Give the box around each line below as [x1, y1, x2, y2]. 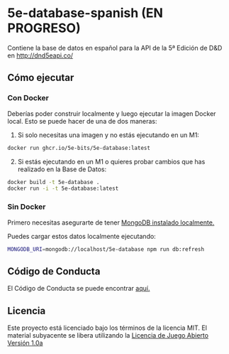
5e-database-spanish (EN [7, 5, 163, 21]
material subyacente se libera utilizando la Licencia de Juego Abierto [7, 331, 209, 340]
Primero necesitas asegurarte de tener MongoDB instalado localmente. [7, 218, 215, 227]
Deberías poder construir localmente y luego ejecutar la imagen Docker [7, 109, 216, 118]
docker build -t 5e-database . [7, 178, 100, 186]
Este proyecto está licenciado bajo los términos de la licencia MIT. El [7, 323, 208, 332]
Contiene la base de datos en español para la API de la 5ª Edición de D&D [7, 43, 223, 52]
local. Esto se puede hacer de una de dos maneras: [7, 117, 157, 125]
